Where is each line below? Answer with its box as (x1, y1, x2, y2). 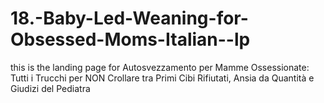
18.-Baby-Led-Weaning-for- (10, 7, 249, 30)
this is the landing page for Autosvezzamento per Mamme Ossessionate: (10, 61, 310, 73)
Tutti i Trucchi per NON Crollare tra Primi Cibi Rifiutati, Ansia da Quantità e (10, 72, 315, 84)
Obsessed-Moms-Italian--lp (10, 28, 251, 51)
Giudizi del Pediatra (10, 82, 91, 94)
